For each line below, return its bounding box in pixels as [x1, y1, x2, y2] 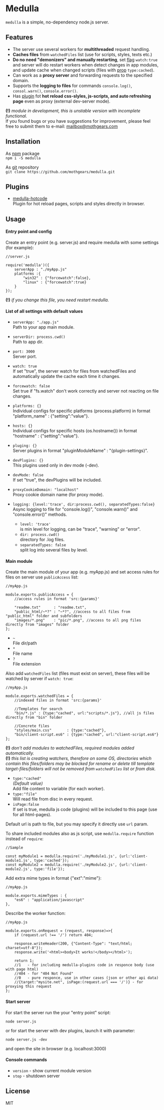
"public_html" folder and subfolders [5, 614, 82, 619]
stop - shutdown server [12, 1073, 60, 1079]
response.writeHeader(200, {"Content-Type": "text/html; [14, 941, 133, 946]
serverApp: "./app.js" [12, 320, 59, 325]
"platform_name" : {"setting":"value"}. [12, 413, 89, 419]
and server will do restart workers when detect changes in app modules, [12, 62, 159, 67]
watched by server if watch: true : [5, 676, 74, 682]
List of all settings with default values [5, 308, 83, 314]
